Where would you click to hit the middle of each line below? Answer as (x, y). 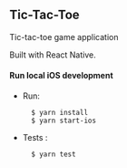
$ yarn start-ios (64, 121)
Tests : (35, 138)
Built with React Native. (53, 55)
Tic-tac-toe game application (64, 37)
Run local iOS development (61, 76)
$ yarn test (54, 154)
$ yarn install (60, 113)
